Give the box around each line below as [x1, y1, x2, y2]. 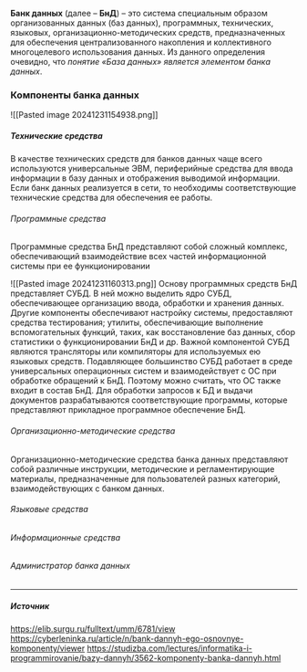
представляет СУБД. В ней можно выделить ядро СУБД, [10, 288, 232, 299]
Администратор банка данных [10, 561, 131, 572]
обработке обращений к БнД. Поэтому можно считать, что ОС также [10, 375, 281, 386]
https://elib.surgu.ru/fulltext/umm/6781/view [10, 624, 176, 635]
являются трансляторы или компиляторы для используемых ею [10, 346, 261, 357]
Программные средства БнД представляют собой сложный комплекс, [10, 241, 288, 252]
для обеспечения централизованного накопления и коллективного [10, 37, 272, 47]
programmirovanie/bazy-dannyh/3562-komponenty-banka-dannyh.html [10, 653, 281, 664]
